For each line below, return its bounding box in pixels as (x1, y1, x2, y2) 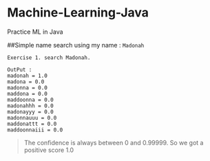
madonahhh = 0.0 (7, 102, 54, 109)
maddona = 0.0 (7, 90, 48, 97)
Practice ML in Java (7, 28, 63, 36)
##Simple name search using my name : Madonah (7, 41, 145, 49)
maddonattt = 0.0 (7, 120, 57, 127)
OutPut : (7, 66, 32, 73)
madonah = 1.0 (7, 72, 48, 79)
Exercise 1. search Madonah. (7, 54, 91, 61)
